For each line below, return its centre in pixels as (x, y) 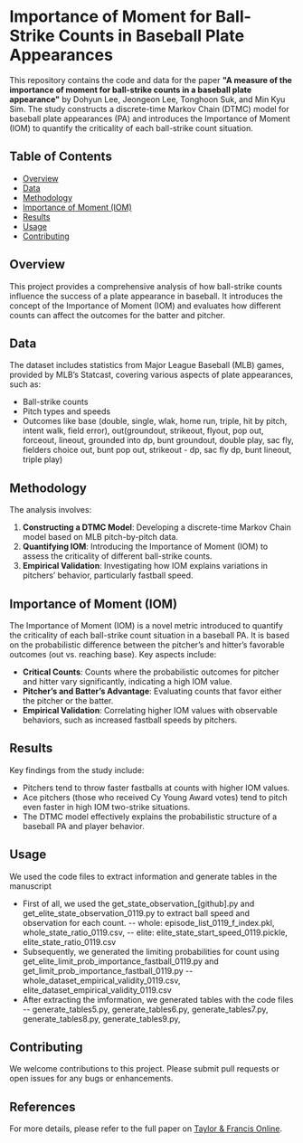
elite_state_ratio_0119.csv (69, 941)
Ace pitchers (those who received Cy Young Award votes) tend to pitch (155, 797)
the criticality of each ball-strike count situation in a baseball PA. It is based (149, 635)
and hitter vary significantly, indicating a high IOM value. (127, 681)
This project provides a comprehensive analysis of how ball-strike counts (146, 286)
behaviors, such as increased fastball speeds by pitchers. (130, 720)
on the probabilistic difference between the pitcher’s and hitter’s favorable (147, 645)
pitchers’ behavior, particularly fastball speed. (108, 575)
